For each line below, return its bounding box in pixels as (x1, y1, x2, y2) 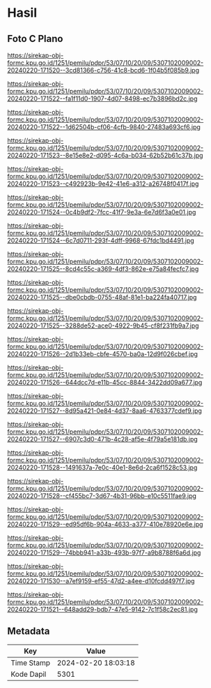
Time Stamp (10, 658, 51, 668)
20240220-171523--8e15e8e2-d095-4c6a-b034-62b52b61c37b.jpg (7, 152, 203, 159)
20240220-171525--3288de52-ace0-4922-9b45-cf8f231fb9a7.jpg (7, 321, 200, 330)
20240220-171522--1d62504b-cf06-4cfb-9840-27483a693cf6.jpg (7, 123, 201, 131)
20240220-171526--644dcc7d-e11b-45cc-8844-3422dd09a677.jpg (7, 379, 203, 386)
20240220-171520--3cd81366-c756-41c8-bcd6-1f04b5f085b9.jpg (7, 66, 200, 74)
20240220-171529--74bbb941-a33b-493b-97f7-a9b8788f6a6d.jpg (7, 548, 201, 557)
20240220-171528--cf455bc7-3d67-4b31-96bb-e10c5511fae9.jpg (7, 492, 197, 500)
